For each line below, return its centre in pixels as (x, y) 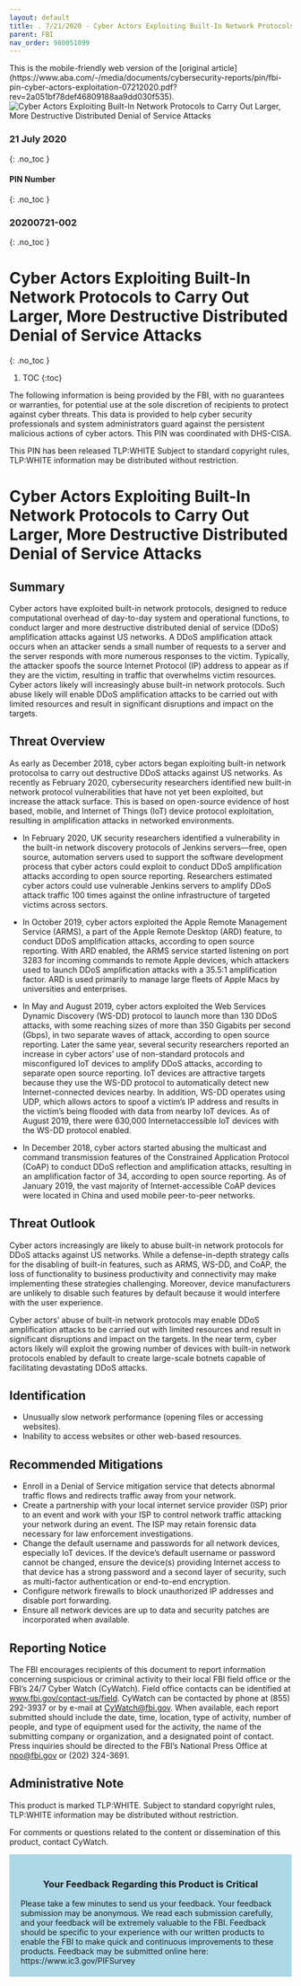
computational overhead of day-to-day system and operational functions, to (149, 618)
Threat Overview (57, 742)
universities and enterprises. (75, 989)
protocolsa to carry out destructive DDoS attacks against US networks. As (146, 772)
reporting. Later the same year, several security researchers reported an (155, 1044)
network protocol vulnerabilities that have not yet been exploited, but (137, 792)
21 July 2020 (38, 139)
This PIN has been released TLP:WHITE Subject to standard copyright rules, (149, 451)
